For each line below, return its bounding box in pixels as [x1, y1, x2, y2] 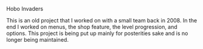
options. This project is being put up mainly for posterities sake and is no [6, 30, 188, 37]
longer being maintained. [6, 36, 69, 43]
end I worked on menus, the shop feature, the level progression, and [6, 24, 177, 30]
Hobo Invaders [6, 5, 44, 12]
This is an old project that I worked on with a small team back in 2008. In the [6, 17, 198, 24]
